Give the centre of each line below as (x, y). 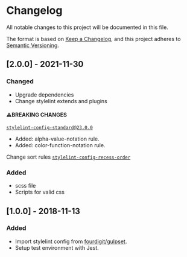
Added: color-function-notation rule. (60, 145)
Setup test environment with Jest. (57, 247)
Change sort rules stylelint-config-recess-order (68, 157)
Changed (20, 81)
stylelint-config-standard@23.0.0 (50, 127)
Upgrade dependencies (44, 95)
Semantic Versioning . (33, 45)
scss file (25, 186)
